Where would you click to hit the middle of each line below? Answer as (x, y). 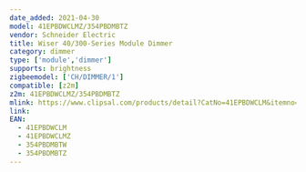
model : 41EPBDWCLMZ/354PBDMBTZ (69, 26)
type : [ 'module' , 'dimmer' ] (61, 60)
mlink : (22, 102)
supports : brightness (51, 69)
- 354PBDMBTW (42, 145)
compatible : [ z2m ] (44, 86)
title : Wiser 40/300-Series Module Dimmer (91, 43)
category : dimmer (42, 52)
